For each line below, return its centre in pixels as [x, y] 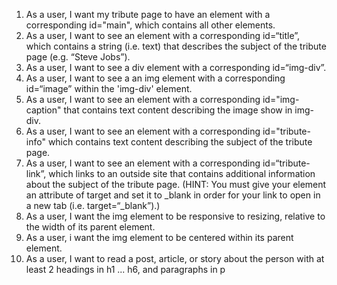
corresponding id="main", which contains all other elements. [150, 25]
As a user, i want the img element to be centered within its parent [159, 237]
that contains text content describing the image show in [178, 110]
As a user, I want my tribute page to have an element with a [148, 14]
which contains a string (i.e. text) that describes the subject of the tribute [176, 46]
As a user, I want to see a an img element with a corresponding [155, 78]
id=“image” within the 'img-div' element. [109, 88]
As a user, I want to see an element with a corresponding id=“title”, [163, 35]
